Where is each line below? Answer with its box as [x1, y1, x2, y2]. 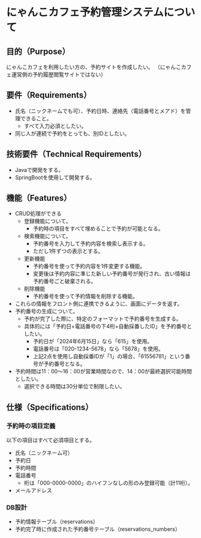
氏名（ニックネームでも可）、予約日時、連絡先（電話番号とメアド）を [14, 107, 186, 114]
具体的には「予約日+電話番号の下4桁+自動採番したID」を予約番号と [23, 323, 193, 330]
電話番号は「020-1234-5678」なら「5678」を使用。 [32, 345, 164, 352]
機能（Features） [6, 193, 72, 203]
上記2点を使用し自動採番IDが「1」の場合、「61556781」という [32, 353, 185, 360]
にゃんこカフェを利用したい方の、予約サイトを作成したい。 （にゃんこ [6, 64, 181, 70]
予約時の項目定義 [6, 421, 56, 430]
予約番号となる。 [43, 360, 86, 367]
